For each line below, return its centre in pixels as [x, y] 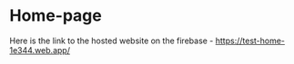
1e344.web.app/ [40, 50]
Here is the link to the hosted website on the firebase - [112, 41]
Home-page [56, 16]
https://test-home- [250, 41]
